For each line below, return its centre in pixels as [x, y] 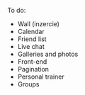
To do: [17, 10]
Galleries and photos [48, 54]
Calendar [31, 32]
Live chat [31, 46]
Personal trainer [41, 77]
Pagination [33, 69]
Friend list [32, 39]
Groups [28, 84]
